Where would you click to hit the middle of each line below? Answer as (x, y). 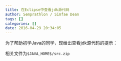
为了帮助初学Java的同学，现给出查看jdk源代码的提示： (61, 43)
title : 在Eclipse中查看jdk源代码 (37, 10)
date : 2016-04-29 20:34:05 (33, 28)
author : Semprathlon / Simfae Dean (42, 14)
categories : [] (21, 24)
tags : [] (14, 19)
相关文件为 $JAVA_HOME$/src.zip (37, 54)
